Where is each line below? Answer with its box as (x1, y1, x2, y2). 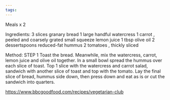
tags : (5, 7, 17, 13)
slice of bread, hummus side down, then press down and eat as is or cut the (5, 73, 165, 79)
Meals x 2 (5, 21, 26, 27)
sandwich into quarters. (5, 79, 55, 85)
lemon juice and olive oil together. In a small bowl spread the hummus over (5, 57, 162, 63)
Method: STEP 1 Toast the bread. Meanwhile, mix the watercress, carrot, (5, 52, 157, 58)
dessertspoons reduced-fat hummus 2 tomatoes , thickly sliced (5, 42, 139, 48)
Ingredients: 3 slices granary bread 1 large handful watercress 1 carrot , (5, 31, 155, 37)
